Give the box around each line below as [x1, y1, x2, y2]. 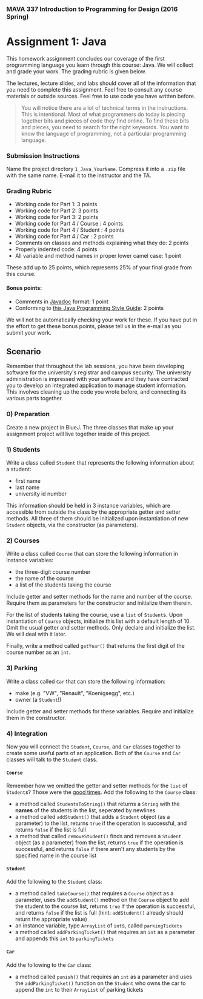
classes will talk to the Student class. [6, 756, 98, 763]
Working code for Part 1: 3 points [15, 201, 98, 208]
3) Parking [6, 664, 38, 672]
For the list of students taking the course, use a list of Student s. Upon [6, 611, 183, 619]
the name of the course [15, 575, 74, 582]
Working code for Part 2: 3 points [15, 207, 99, 214]
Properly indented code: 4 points [15, 246, 98, 253]
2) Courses [6, 536, 40, 545]
